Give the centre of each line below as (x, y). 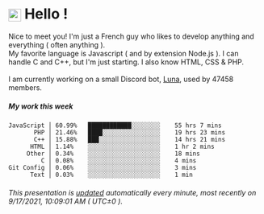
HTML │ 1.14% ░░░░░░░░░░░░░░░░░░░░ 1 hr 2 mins (122, 146)
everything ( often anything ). (57, 44)
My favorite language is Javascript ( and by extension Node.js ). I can (124, 53)
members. (25, 87)
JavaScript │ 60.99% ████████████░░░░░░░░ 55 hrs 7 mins (115, 126)
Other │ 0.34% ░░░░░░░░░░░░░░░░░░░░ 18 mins (113, 154)
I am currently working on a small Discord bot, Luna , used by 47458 (121, 79)
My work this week (41, 106)
